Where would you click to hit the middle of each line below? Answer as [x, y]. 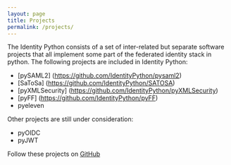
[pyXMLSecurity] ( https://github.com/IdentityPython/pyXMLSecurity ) [118, 91]
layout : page [26, 14]
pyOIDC [29, 133]
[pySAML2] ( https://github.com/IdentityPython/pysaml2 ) [99, 75]
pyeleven [31, 106]
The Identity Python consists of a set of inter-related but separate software [116, 47]
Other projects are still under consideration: [70, 119]
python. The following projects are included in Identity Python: [98, 62]
